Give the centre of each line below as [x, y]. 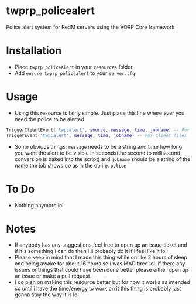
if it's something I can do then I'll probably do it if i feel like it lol [90, 251]
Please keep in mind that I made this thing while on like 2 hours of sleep [101, 257]
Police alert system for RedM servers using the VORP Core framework [90, 27]
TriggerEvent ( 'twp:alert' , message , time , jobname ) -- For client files [97, 135]
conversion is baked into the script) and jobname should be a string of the [102, 159]
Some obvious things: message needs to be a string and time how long [98, 146]
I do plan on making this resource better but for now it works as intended [102, 282]
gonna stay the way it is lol [47, 295]
